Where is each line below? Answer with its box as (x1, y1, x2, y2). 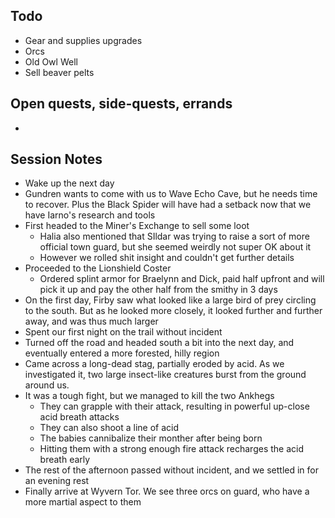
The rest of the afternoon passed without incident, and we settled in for (24, 464, 320, 476)
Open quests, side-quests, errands (10, 95, 233, 113)
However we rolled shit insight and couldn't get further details (39, 252, 295, 264)
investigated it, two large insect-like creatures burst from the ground (24, 369, 307, 381)
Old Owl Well (24, 55, 78, 68)
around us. (24, 379, 70, 391)
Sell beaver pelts (24, 66, 95, 78)
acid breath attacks (39, 411, 120, 423)
